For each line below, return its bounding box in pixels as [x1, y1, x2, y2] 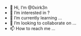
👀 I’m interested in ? [9, 10, 50, 16]
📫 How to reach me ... [9, 26, 55, 31]
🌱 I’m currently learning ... [9, 15, 62, 20]
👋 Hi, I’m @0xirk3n [9, 5, 48, 10]
